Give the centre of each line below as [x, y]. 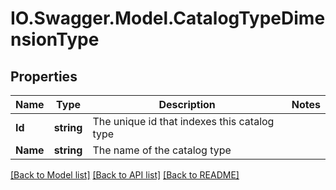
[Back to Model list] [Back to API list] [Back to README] [125, 175]
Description [187, 104]
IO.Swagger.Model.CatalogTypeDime [168, 18]
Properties [44, 76]
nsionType [55, 39]
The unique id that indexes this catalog [183, 121]
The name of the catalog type [162, 150]
